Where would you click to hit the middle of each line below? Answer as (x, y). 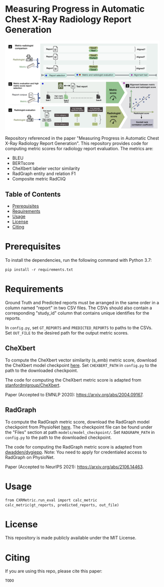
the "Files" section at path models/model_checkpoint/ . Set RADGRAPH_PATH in (80, 432)
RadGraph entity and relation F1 (44, 174)
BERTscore (23, 163)
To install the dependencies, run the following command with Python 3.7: (78, 260)
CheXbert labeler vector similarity (46, 169)
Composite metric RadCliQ (39, 179)
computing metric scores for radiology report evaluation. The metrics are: (79, 149)
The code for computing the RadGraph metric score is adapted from (74, 447)
